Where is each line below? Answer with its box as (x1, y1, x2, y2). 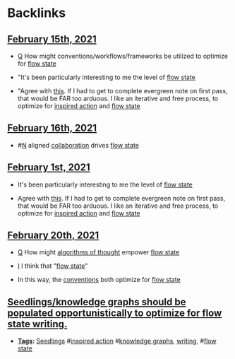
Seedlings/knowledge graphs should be (7, 295, 186, 308)
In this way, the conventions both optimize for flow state (17, 276, 181, 284)
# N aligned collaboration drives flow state (17, 141, 140, 149)
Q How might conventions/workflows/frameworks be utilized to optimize (17, 52, 228, 60)
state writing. (7, 318, 68, 330)
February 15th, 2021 (7, 33, 97, 45)
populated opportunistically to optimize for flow (7, 307, 222, 319)
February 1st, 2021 (7, 161, 90, 174)
